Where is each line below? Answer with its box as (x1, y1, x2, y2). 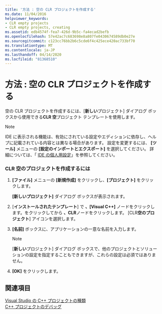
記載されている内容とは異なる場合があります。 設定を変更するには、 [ (13, 140, 153, 146)
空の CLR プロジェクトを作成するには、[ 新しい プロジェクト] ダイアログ (5, 108, 147, 114)
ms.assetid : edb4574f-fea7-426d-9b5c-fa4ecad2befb (5, 30, 109, 34)
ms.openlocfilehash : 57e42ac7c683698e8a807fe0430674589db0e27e (5, 34, 135, 39)
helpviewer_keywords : (5, 16, 49, 21)
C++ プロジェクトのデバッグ (5, 304, 62, 310)
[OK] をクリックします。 (12, 268, 61, 274)
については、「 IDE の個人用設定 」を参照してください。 (9, 152, 118, 158)
